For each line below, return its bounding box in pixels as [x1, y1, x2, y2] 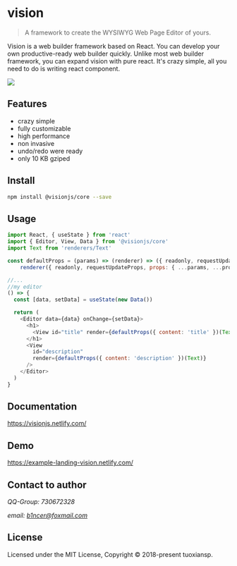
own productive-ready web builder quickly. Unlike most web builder [7, 49, 205, 58]
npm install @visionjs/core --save [7, 193, 112, 200]
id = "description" [32, 348, 83, 355]
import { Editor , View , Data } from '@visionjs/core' [7, 238, 169, 245]
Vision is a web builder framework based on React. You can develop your [7, 42, 220, 50]
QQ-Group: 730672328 [7, 498, 75, 506]
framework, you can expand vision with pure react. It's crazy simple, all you [7, 56, 227, 65]
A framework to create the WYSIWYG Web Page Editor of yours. [24, 28, 212, 37]
